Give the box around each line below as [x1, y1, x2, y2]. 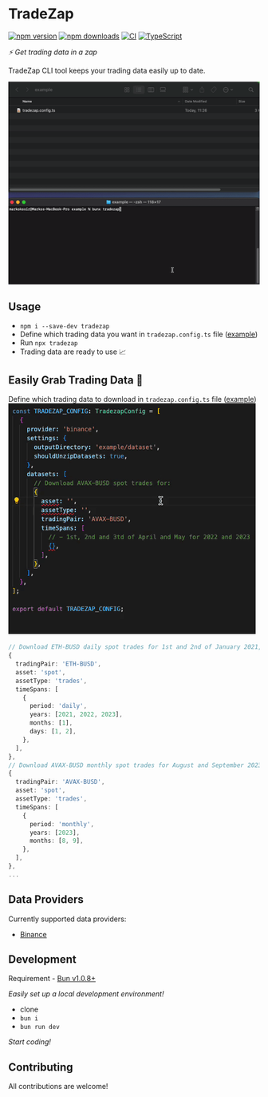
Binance [19, 929, 47, 939]
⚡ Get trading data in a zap [8, 47, 98, 57]
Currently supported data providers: [8, 914, 127, 924]
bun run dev [19, 1023, 60, 1031]
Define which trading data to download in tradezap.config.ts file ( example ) [8, 395, 257, 404]
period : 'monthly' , [29, 820, 94, 828]
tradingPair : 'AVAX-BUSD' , [15, 778, 105, 786]
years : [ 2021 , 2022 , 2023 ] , [29, 710, 124, 719]
